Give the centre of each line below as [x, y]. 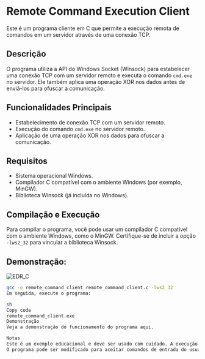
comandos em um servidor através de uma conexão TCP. [78, 34]
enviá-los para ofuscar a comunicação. [56, 88]
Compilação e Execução [53, 215]
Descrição [26, 54]
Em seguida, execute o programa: [49, 293]
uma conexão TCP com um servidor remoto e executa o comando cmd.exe [99, 75]
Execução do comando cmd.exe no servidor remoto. [80, 129]
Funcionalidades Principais [59, 108]
